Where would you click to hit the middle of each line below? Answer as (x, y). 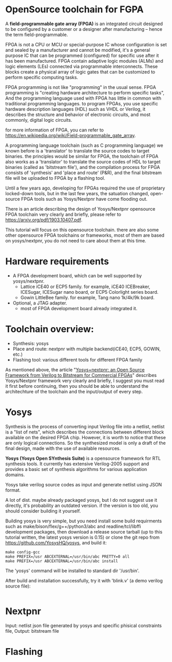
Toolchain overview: (50, 329)
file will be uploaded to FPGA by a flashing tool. (55, 178)
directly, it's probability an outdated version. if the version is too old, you (82, 505)
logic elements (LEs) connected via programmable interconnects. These (82, 66)
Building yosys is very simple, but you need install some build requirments (84, 521)
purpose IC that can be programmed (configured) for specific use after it (82, 55)
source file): (18, 586)
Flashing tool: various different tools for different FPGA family (78, 360)
